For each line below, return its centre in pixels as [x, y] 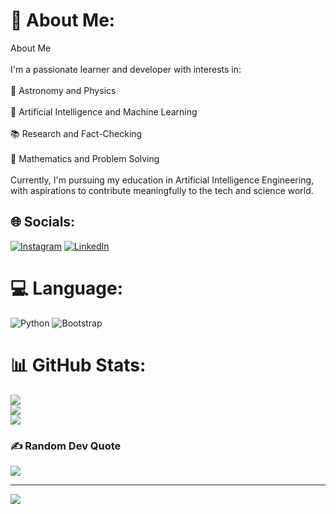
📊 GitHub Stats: [78, 365]
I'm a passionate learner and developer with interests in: [126, 69]
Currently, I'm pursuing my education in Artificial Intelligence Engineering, [162, 180]
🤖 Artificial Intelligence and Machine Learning [104, 111]
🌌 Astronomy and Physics [63, 90]
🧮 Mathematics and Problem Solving [85, 158]
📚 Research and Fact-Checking [76, 133]
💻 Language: [66, 288]
